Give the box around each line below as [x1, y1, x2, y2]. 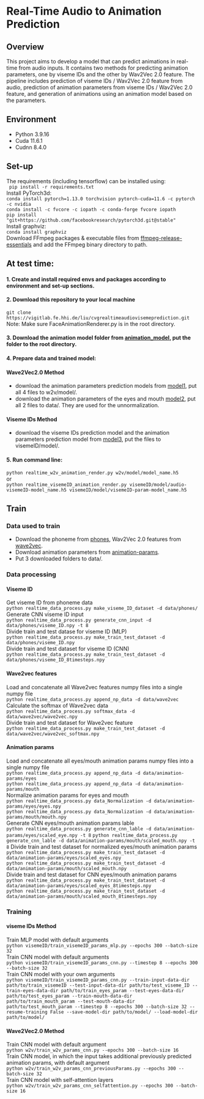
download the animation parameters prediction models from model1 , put [15, 382, 197, 390]
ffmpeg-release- [140, 234, 183, 242]
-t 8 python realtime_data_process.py [80, 832, 178, 838]
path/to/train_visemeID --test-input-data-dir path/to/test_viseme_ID [6, 982, 190, 988]
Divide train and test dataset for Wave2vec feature [6, 719, 133, 726]
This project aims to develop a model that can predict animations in [6, 58, 175, 65]
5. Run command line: [6, 456, 63, 463]
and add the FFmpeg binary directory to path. [32, 241, 148, 248]
